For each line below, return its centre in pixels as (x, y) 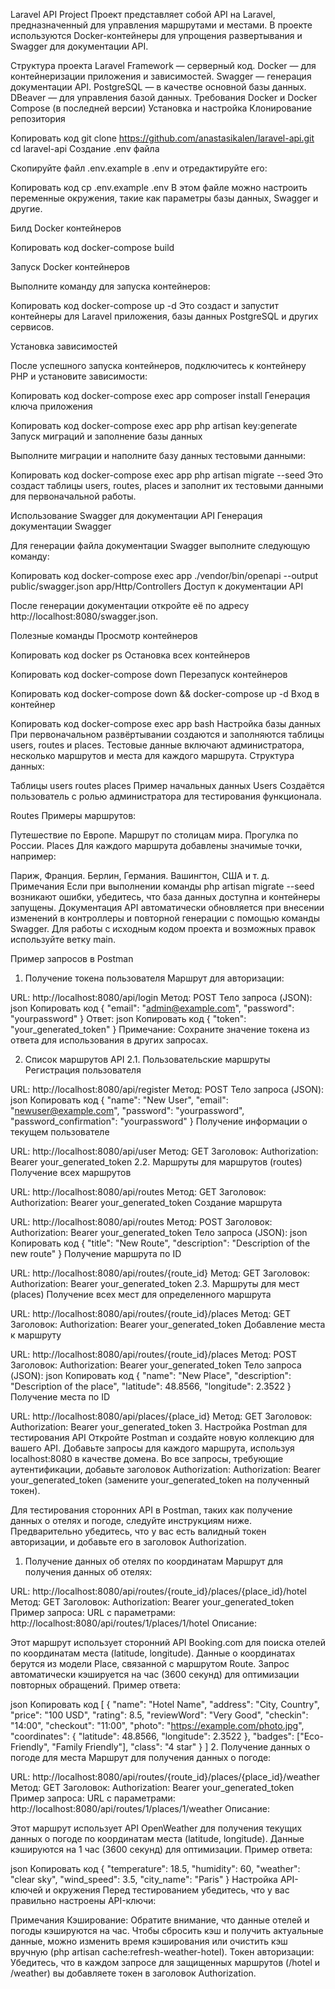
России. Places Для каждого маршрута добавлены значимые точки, (156, 845)
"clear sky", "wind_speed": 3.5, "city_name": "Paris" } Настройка (144, 1879)
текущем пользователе (60, 1132)
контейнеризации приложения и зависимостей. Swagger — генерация (161, 76)
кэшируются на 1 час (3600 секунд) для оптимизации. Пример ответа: (161, 1849)
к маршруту (36, 1335)
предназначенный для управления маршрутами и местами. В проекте (161, 25)
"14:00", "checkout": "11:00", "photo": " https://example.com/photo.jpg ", (157, 1725)
